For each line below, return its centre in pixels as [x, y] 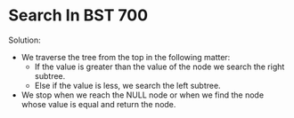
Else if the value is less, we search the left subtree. [127, 85]
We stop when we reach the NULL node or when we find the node [143, 95]
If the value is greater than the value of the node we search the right [159, 67]
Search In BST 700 [78, 16]
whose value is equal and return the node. [98, 104]
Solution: [24, 40]
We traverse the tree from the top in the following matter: [126, 57]
